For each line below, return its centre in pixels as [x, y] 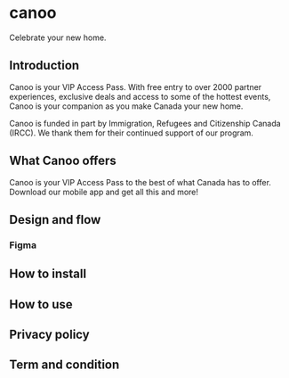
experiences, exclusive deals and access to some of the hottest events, [140, 96]
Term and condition [64, 365]
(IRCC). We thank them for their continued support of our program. [131, 133]
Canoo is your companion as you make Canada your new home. [126, 106]
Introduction [44, 66]
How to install [48, 274]
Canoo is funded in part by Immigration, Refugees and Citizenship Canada [145, 123]
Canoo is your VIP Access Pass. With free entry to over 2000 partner [136, 86]
